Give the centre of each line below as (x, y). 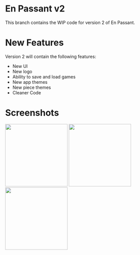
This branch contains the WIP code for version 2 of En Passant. (70, 22)
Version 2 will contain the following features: (51, 56)
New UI (20, 66)
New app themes (30, 82)
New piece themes (32, 87)
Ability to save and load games (44, 77)
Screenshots (32, 113)
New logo (22, 71)
